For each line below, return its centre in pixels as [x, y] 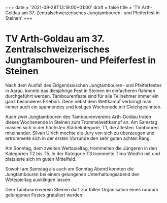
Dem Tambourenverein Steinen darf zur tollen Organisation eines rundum [82, 189]
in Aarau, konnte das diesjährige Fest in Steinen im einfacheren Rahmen [80, 91]
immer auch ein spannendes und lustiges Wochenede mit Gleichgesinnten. [83, 107]
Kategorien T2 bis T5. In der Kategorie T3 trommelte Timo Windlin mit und [83, 153]
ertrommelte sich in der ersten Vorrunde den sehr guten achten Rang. [78, 138]
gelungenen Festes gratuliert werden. [44, 195]
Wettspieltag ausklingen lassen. [39, 180]
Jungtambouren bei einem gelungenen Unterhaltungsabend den [72, 174]
